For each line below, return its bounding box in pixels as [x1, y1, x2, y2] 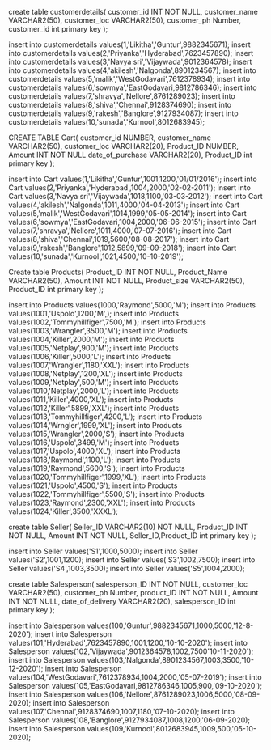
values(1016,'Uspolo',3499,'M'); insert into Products [8, 438, 180, 447]
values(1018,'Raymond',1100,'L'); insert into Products [8, 455, 181, 464]
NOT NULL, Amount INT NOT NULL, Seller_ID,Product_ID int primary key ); [8, 531, 256, 540]
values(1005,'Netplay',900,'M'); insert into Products [8, 343, 180, 353]
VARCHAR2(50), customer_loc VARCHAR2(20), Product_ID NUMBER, [8, 142, 239, 150]
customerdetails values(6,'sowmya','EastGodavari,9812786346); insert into [8, 83, 257, 92]
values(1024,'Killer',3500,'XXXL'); [8, 506, 119, 516]
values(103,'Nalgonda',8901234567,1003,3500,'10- [87, 655, 255, 664]
